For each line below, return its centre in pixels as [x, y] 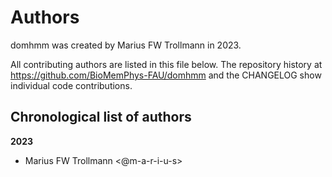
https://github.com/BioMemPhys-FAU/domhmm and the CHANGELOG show [166, 75]
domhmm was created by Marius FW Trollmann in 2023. [126, 45]
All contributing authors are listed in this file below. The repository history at [166, 64]
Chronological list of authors [101, 117]
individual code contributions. [71, 85]
